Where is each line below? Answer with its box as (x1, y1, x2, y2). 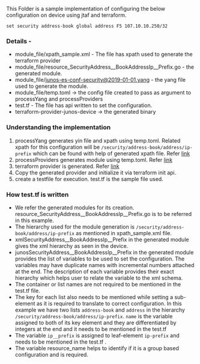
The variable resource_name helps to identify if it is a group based (14, 344, 179, 351)
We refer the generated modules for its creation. (14, 204, 135, 211)
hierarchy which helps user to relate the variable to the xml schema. (14, 274, 183, 282)
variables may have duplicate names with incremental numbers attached (14, 261, 195, 268)
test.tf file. (14, 287, 40, 294)
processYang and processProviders (14, 96, 103, 103)
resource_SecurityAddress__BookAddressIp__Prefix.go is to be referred (14, 210, 192, 217)
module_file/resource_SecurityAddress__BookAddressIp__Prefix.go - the (14, 63, 194, 71)
